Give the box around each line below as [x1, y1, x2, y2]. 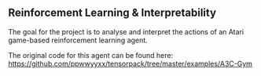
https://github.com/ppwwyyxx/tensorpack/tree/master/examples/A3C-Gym [8, 59, 253, 68]
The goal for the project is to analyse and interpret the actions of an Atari [8, 27, 244, 36]
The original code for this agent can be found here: [8, 50, 174, 60]
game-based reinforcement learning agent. [8, 35, 148, 45]
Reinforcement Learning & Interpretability [8, 6, 217, 20]
